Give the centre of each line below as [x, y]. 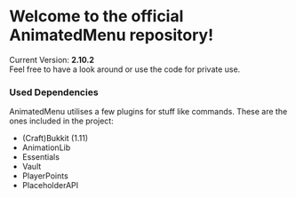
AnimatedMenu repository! [112, 35]
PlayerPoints [45, 176]
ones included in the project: [61, 121]
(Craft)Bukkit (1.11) [55, 139]
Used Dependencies [54, 92]
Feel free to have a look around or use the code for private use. [125, 69]
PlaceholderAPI [50, 186]
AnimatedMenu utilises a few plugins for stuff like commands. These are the [148, 112]
